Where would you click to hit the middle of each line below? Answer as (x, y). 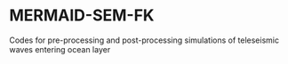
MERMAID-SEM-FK (82, 16)
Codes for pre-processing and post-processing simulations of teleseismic (144, 40)
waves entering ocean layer (60, 49)
